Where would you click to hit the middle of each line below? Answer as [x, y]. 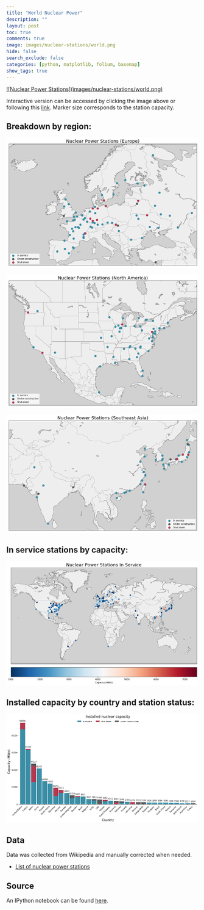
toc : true [19, 32]
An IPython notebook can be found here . [57, 901]
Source [20, 886]
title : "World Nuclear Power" [45, 13]
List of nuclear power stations [52, 867]
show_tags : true [27, 71]
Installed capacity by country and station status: [100, 702]
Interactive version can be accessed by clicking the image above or [91, 101]
